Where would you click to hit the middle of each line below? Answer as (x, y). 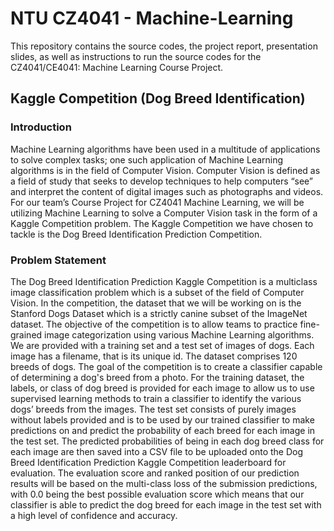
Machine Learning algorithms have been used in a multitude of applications (165, 149)
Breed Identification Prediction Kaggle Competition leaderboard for (148, 462)
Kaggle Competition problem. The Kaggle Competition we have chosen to (162, 223)
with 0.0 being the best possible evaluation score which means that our (157, 494)
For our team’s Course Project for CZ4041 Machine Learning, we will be (157, 202)
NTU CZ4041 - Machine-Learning (152, 18)
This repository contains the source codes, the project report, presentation (164, 46)
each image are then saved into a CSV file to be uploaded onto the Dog (157, 451)
